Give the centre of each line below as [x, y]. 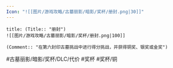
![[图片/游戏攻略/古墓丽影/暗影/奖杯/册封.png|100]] [66, 35]
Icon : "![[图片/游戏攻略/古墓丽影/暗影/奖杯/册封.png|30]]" [75, 12]
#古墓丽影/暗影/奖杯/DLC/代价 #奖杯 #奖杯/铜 [62, 59]
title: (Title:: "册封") [36, 29]
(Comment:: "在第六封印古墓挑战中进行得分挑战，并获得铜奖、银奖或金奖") [87, 47]
